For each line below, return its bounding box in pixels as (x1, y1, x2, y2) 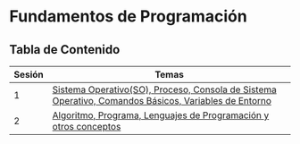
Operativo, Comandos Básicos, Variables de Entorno (52, 95, 272, 106)
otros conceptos (52, 121, 121, 132)
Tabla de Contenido (9, 42, 121, 57)
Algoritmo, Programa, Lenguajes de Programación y (52, 109, 270, 122)
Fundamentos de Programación (9, 6, 247, 27)
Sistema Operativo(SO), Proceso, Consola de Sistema (52, 83, 277, 96)
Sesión (13, 69, 45, 80)
